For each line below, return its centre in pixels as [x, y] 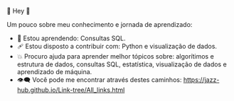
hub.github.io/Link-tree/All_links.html [71, 90]
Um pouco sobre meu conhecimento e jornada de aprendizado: [100, 24]
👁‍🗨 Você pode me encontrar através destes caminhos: [99, 80]
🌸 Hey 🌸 [18, 11]
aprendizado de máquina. [54, 72]
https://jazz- [201, 80]
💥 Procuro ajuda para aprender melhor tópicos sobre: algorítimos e [115, 56]
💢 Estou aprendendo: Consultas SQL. [71, 38]
